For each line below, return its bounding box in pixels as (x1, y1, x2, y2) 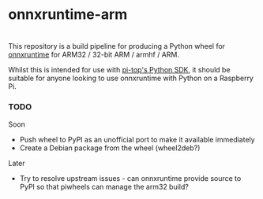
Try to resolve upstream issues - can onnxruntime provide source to (19, 173, 242, 182)
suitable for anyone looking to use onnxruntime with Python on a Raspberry (8, 73, 254, 83)
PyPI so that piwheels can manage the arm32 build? (19, 182, 190, 191)
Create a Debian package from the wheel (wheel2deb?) (19, 143, 201, 153)
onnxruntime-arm (8, 6, 128, 24)
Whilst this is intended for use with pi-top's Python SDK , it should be (8, 65, 231, 75)
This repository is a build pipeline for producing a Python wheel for (8, 42, 226, 51)
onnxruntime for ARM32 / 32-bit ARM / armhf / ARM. (8, 50, 180, 60)
